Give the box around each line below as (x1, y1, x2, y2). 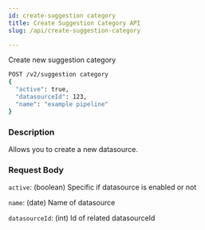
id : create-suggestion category (8, 11, 116, 20)
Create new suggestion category (8, 55, 116, 64)
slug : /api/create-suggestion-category (8, 26, 141, 34)
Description (8, 127, 55, 138)
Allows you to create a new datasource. (8, 144, 138, 154)
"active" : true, (15, 85, 69, 94)
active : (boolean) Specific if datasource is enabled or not (8, 182, 197, 192)
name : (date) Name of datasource (8, 198, 116, 208)
